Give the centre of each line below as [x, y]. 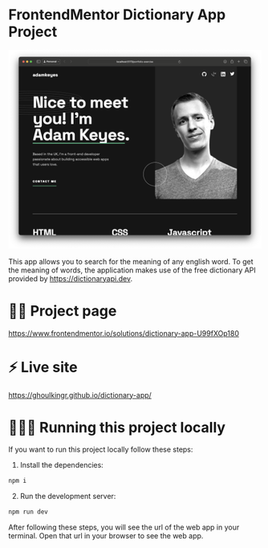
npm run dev [28, 512]
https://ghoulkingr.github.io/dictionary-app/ [80, 395]
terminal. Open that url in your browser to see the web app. [106, 536]
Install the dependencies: [62, 465]
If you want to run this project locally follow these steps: [101, 450]
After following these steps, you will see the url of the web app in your [124, 527]
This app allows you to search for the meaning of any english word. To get [131, 261]
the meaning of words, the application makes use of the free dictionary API [132, 270]
